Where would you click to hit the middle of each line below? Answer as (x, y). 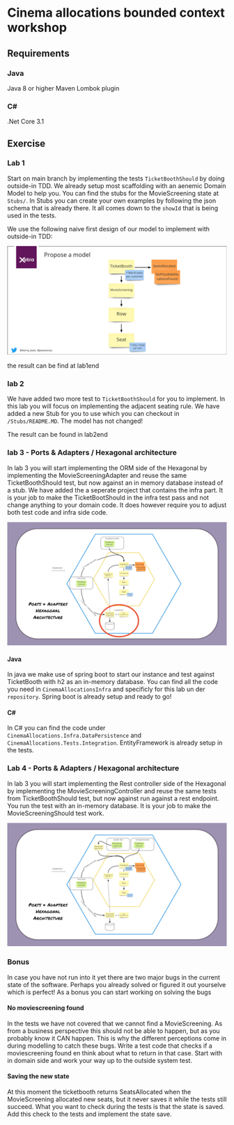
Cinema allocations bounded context (116, 13)
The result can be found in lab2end (57, 435)
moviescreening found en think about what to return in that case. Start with (115, 1053)
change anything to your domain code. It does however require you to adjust (117, 505)
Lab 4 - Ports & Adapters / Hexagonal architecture (93, 768)
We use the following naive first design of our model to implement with (109, 228)
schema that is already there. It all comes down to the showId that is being (113, 208)
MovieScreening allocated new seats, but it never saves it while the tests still (117, 1099)
